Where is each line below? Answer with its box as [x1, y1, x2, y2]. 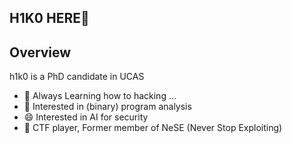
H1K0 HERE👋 [9, 10, 90, 27]
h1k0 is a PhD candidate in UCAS [9, 71, 145, 83]
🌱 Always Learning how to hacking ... [23, 90, 177, 102]
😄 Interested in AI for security [23, 111, 149, 123]
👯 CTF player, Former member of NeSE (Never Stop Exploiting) [23, 122, 283, 134]
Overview [9, 44, 72, 61]
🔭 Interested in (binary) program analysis [23, 101, 192, 113]
